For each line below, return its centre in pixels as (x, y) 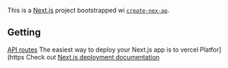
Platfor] (211, 50)
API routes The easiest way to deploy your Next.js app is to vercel (103, 50)
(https (16, 57)
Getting (24, 32)
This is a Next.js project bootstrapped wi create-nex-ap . (88, 10)
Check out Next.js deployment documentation (93, 57)
